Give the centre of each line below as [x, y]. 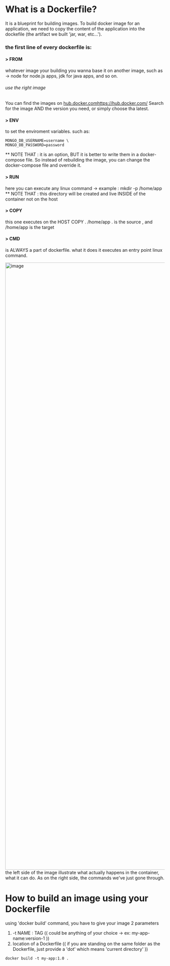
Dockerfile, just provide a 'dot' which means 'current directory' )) [80, 949]
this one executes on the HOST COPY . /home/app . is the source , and [79, 222]
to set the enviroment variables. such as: [48, 131]
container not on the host [32, 199]
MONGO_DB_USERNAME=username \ [37, 141]
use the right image [26, 88]
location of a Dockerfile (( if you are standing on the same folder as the [86, 944]
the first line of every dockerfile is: [49, 47]
